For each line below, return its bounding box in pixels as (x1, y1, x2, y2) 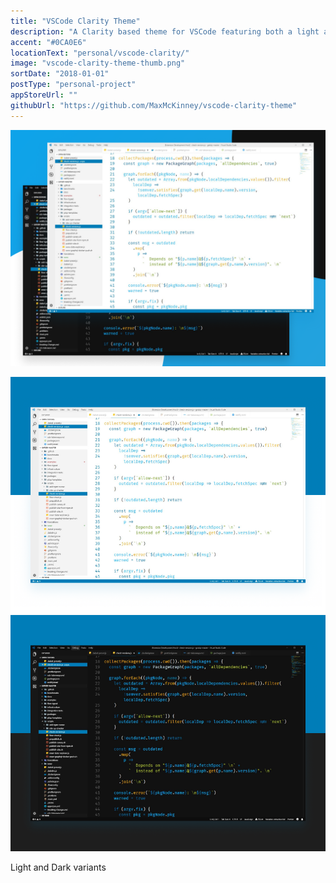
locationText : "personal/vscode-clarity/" (10, 48, 190, 58)
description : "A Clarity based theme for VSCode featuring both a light (10, 26, 320, 37)
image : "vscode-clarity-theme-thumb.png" (10, 58, 186, 69)
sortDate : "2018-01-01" (10, 69, 110, 79)
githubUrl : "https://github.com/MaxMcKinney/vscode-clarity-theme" (10, 100, 298, 110)
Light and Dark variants (10, 861, 107, 873)
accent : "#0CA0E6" (10, 37, 87, 47)
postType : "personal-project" (10, 80, 137, 90)
